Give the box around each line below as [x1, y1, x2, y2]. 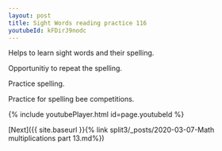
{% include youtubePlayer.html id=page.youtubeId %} [8, 110, 185, 119]
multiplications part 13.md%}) [8, 134, 105, 143]
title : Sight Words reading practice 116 [8, 19, 147, 27]
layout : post [8, 11, 52, 20]
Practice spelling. [8, 79, 65, 88]
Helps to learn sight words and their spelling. [8, 48, 155, 58]
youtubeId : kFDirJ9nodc [8, 26, 87, 34]
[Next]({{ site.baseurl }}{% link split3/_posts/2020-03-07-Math [8, 125, 215, 135]
